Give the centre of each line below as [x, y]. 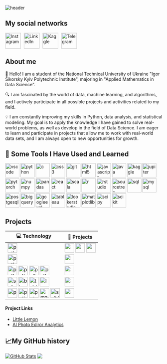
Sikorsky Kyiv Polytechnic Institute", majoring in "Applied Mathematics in [80, 79]
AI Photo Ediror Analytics [38, 325]
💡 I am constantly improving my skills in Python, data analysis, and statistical [84, 117]
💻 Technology [34, 236]
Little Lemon [25, 319]
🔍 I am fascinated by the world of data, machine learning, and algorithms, [81, 94]
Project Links [19, 308]
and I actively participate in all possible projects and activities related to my [82, 102]
